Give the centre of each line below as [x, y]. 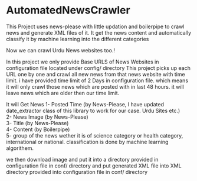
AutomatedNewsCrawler [68, 10]
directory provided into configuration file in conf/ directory [77, 172]
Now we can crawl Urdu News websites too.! [60, 50]
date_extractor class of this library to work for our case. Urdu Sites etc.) [93, 110]
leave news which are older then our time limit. [63, 93]
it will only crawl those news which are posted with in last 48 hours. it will [95, 86]
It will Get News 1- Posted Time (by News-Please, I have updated [85, 104]
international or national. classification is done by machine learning [87, 142]
